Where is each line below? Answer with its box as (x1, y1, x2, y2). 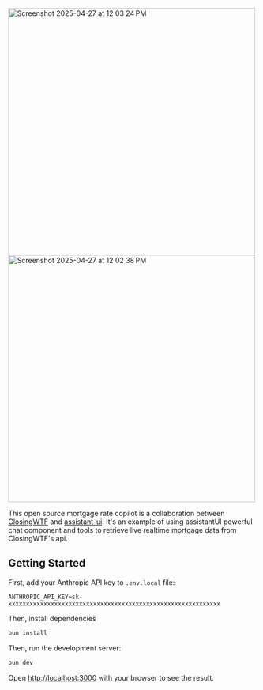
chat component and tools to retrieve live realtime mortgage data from (8, 526, 237, 534)
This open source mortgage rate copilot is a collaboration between (8, 509, 225, 518)
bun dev (8, 658, 34, 666)
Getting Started (8, 556, 86, 570)
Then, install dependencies (8, 613, 96, 623)
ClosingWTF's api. (8, 534, 69, 543)
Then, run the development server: (8, 643, 122, 653)
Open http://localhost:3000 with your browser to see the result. (8, 673, 215, 682)
